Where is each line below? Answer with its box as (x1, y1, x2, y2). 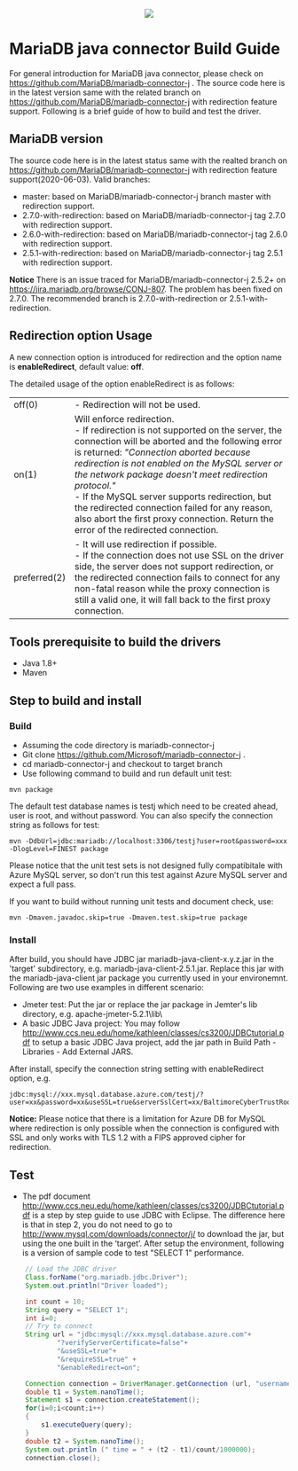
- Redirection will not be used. (74, 398, 201, 411)
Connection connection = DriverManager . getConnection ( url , (25, 1379, 252, 1388)
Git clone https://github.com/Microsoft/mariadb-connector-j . (21, 749, 246, 760)
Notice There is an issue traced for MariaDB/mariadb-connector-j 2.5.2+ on (9, 274, 286, 285)
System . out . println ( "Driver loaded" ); (25, 1281, 169, 1290)
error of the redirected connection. (74, 523, 219, 536)
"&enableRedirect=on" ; (56, 1363, 141, 1372)
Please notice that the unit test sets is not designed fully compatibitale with (9, 860, 284, 871)
